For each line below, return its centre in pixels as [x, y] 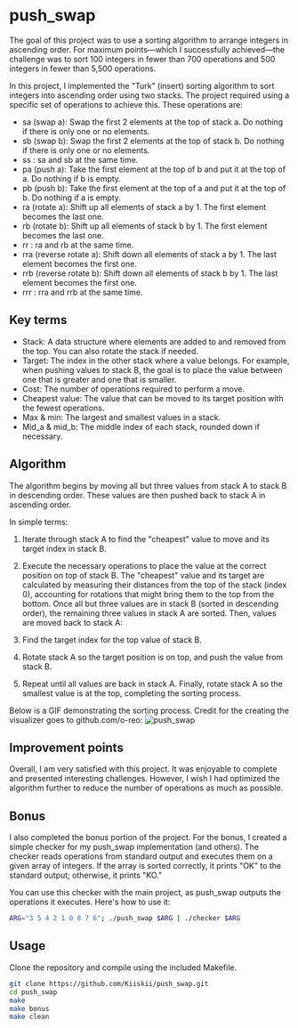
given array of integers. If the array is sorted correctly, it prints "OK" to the [145, 866]
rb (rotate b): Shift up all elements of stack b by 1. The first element [145, 226]
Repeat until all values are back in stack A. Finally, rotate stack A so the [152, 684]
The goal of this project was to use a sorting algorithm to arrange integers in [149, 40]
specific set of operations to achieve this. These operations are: [126, 104]
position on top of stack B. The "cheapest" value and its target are [143, 575]
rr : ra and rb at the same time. [78, 245]
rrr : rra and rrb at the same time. [83, 292]
